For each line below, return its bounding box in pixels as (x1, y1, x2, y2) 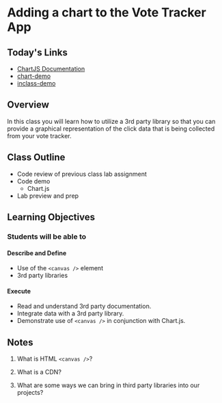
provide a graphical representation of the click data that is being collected (7, 125, 215, 133)
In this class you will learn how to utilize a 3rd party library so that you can (7, 117, 216, 125)
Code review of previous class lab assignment (16, 170, 147, 178)
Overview (7, 99, 50, 111)
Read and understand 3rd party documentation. (16, 302, 152, 311)
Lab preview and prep (16, 192, 79, 200)
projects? (16, 389, 44, 397)
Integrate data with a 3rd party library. (16, 309, 124, 317)
